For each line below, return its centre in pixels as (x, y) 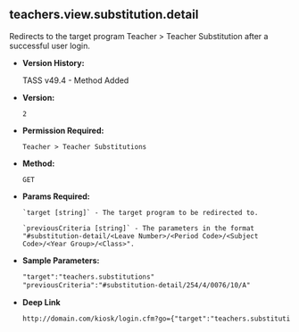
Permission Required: (63, 130)
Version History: (53, 62)
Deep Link (41, 302)
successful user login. (50, 46)
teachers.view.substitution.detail (104, 15)
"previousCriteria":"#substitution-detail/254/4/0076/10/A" (136, 285)
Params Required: (56, 196)
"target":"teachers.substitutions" (88, 277)
